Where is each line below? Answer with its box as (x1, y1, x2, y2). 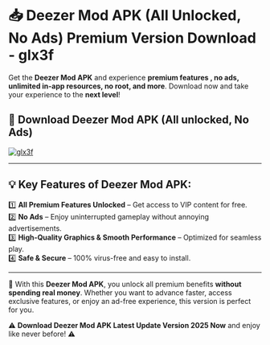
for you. (8, 305, 35, 314)
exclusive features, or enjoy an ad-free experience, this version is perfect (8, 296, 252, 306)
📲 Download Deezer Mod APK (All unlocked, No (8, 113, 249, 127)
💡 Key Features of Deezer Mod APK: (8, 178, 192, 191)
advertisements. (8, 223, 62, 233)
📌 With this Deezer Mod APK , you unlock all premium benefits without (8, 279, 242, 289)
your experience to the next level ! (8, 89, 121, 99)
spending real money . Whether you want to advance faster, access (8, 287, 232, 298)
